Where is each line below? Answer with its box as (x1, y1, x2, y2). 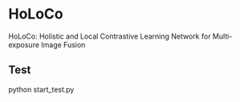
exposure (8, 39, 40, 49)
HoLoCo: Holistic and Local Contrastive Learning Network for (8, 31, 211, 41)
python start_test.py (8, 84, 75, 94)
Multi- (212, 31, 233, 41)
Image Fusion (41, 39, 86, 49)
